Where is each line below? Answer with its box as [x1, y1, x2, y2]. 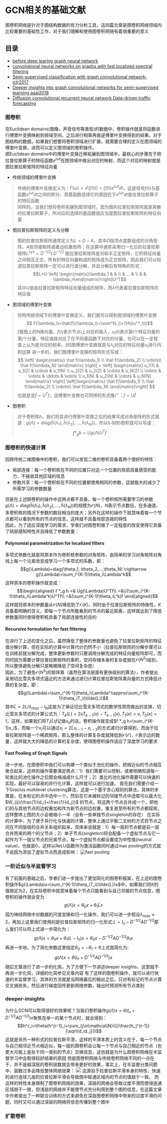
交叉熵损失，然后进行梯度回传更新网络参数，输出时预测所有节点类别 [5, 983, 145, 989]
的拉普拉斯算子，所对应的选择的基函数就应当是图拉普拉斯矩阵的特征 [17, 210, 157, 216]
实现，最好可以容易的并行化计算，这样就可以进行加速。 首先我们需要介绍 [5, 781, 155, 787]
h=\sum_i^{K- [127, 718, 154, 724]
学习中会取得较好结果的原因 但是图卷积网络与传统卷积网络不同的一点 [9, 1055, 150, 1061]
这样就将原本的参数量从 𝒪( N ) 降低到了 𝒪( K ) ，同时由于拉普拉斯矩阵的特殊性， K [5, 602, 162, 608]
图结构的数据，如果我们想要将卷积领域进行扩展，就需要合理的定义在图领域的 [5, 138, 162, 145]
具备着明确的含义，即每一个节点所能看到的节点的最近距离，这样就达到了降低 [5, 608, 162, 614]
